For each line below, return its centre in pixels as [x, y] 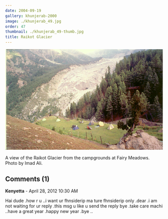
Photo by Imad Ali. [24, 163]
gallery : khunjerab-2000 [31, 16]
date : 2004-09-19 [23, 11]
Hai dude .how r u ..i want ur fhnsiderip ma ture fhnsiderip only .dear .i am [81, 201]
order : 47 [15, 27]
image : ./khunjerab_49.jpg [33, 21]
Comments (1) [27, 179]
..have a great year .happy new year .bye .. [49, 211]
